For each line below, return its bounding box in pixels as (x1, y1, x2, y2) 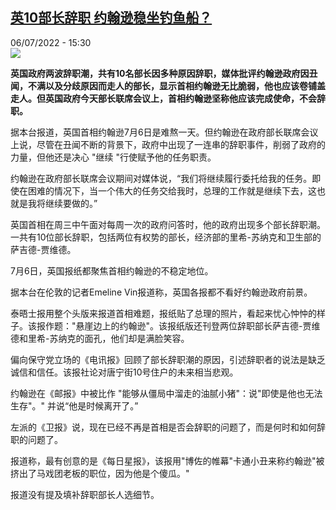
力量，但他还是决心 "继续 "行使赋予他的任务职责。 (10, 151, 217, 163)
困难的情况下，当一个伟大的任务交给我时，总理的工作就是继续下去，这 (27, 184, 317, 197)
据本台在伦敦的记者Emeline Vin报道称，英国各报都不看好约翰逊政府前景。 (10, 286, 313, 298)
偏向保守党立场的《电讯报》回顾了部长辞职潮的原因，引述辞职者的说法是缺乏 (10, 353, 326, 365)
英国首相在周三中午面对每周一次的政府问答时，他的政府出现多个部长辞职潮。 (10, 218, 326, 230)
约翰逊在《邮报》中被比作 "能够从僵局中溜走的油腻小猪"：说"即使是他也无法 (10, 387, 323, 399)
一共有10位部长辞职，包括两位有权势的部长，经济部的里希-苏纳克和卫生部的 (10, 231, 322, 243)
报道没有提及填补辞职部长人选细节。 (10, 488, 160, 500)
